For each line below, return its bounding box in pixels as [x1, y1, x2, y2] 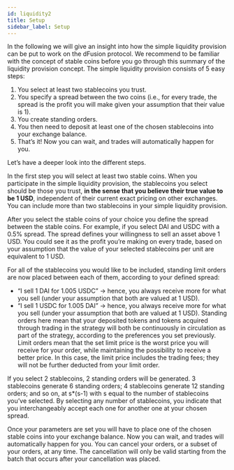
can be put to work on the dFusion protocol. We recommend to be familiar [7, 50, 220, 58]
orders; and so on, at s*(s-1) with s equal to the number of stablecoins [7, 389, 210, 398]
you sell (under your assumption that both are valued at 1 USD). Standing [17, 309, 227, 318]
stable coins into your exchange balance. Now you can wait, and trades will [7, 432, 224, 441]
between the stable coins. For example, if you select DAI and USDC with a [7, 223, 220, 231]
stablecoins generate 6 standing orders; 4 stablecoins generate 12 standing [7, 382, 225, 390]
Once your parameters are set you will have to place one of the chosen [7, 425, 212, 434]
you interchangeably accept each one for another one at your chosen [7, 404, 207, 413]
